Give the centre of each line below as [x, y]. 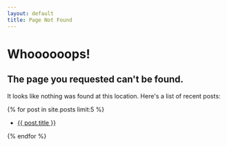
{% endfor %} [27, 136]
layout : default [30, 13]
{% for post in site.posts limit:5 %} [56, 109]
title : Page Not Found [40, 20]
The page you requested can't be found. [96, 80]
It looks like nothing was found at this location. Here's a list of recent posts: [114, 96]
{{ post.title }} [37, 123]
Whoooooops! [49, 54]
